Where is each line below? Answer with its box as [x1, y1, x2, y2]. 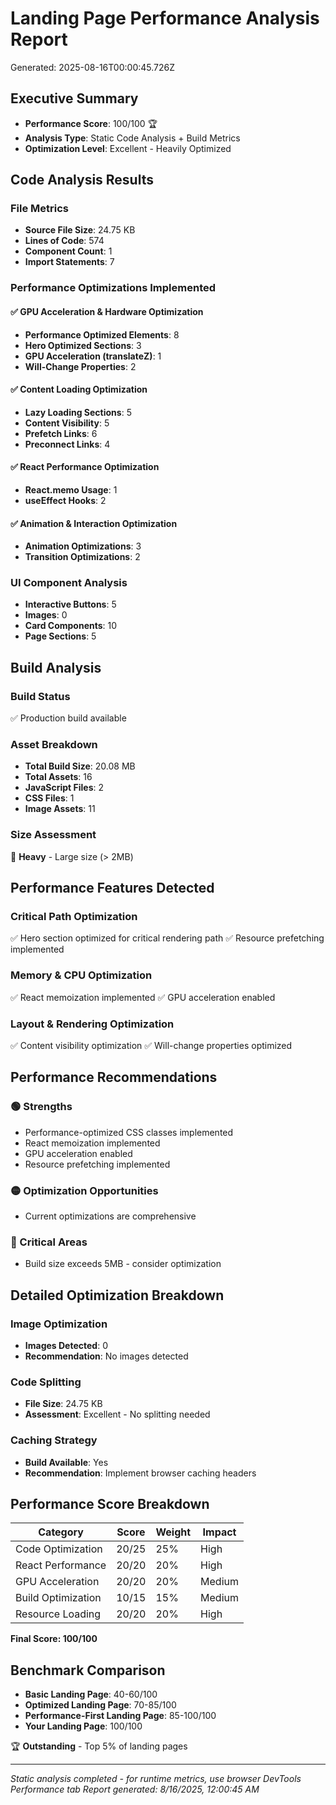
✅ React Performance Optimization [10, 461, 160, 473]
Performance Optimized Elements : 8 [24, 328, 180, 341]
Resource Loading [15, 1607, 102, 1621]
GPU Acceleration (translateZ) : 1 [24, 350, 162, 362]
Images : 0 [24, 609, 68, 621]
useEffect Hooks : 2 [24, 494, 107, 506]
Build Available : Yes [24, 1456, 109, 1468]
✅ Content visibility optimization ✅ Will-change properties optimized [10, 1040, 293, 1052]
